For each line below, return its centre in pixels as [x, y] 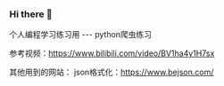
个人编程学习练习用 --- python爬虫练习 [81, 35]
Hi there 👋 [31, 14]
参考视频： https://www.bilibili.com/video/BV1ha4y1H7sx [112, 53]
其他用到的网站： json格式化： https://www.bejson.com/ [112, 72]
